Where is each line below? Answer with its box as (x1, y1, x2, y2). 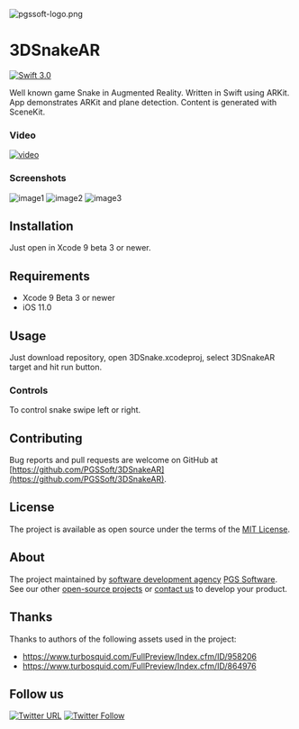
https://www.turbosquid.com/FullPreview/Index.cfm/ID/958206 (22, 651, 258, 661)
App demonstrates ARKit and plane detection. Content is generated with (9, 96, 277, 107)
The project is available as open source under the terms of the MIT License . (9, 524, 291, 534)
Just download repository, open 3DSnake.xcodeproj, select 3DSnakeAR (9, 351, 276, 362)
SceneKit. (9, 106, 46, 117)
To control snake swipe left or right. (9, 405, 141, 415)
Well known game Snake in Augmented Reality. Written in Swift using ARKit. (9, 87, 290, 98)
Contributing (9, 431, 83, 446)
